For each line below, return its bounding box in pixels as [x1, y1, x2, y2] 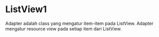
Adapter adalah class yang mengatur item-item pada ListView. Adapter [5, 20, 154, 26]
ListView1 [5, 4, 47, 15]
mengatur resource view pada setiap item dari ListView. [5, 25, 122, 31]
